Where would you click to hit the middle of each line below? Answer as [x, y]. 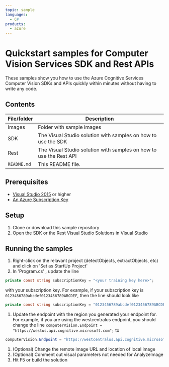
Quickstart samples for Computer [77, 54]
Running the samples [39, 249]
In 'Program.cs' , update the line [46, 271]
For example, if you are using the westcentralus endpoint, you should [84, 320]
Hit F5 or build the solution [40, 359]
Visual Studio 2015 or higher [42, 194]
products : [16, 24]
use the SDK [53, 141]
